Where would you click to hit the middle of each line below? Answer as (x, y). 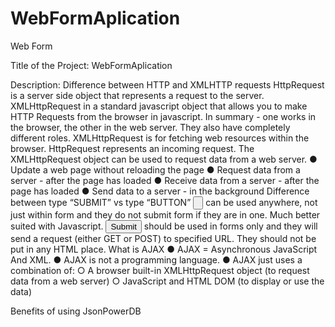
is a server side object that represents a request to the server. (137, 95)
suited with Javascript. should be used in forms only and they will (164, 226)
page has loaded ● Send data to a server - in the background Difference (160, 191)
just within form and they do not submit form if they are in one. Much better (165, 214)
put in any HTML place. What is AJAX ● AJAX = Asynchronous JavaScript (164, 249)
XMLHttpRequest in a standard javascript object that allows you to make (159, 106)
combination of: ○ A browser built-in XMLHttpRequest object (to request (160, 270)
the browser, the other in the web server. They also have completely (150, 127)
